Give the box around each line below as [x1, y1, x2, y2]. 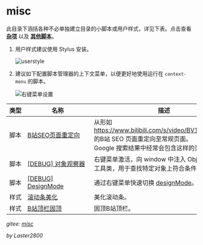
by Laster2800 [6, 232, 43, 239]
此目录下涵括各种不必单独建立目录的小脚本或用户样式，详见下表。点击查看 [6, 25, 192, 32]
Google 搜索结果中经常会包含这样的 [94, 143, 195, 152]
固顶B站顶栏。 [94, 204, 135, 212]
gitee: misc [6, 220, 34, 227]
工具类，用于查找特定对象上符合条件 [94, 164, 198, 172]
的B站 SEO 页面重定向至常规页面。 [94, 134, 192, 143]
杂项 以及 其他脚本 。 [6, 32, 57, 40]
